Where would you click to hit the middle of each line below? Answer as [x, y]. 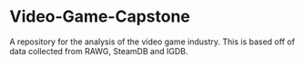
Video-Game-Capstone [100, 17]
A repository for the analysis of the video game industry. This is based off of [152, 42]
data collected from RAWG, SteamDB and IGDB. [99, 51]
